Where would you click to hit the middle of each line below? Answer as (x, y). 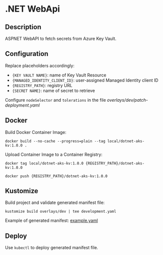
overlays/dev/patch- (127, 100)
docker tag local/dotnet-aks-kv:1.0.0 (44, 163)
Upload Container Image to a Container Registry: (54, 154)
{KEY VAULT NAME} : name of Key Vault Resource (59, 75)
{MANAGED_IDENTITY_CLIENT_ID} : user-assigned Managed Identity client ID (85, 80)
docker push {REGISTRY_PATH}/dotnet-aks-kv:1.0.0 (56, 176)
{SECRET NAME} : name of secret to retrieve (54, 91)
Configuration (27, 54)
